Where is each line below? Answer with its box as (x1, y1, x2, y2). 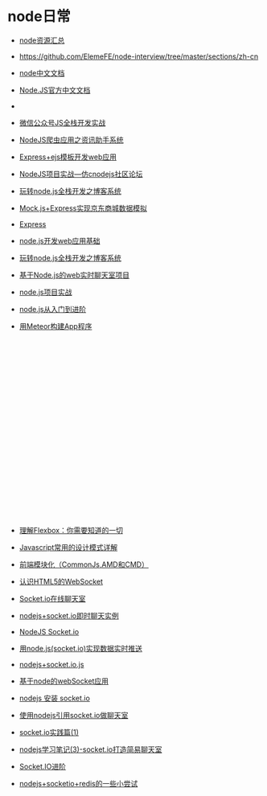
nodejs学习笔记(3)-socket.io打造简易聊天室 (18, 745, 162, 754)
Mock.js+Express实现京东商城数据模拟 (18, 203, 148, 213)
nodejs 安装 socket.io (18, 693, 90, 703)
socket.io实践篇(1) (18, 727, 80, 737)
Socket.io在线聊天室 (18, 593, 86, 603)
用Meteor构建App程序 (18, 321, 92, 330)
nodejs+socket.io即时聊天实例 (18, 610, 119, 620)
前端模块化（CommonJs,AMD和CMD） (18, 560, 150, 569)
